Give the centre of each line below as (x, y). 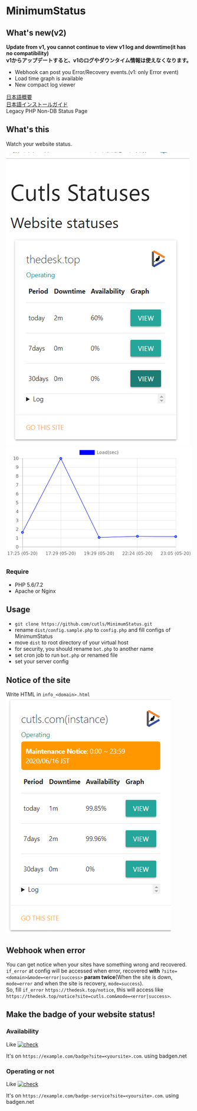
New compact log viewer (45, 85)
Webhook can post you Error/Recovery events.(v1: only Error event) (96, 72)
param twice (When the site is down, (128, 977)
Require (18, 571)
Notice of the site (38, 680)
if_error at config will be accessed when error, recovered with (83, 971)
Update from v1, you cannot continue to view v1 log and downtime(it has (96, 47)
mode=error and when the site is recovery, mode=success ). (75, 983)
